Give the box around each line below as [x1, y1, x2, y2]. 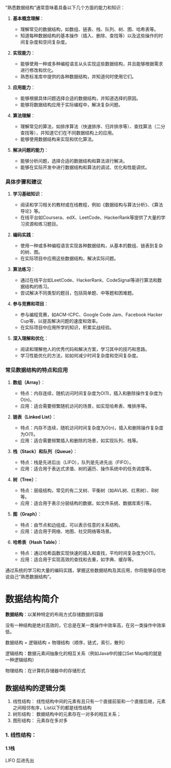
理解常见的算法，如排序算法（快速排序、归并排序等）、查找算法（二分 [20, 123, 165, 129]
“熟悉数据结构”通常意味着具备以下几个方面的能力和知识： [5, 5, 126, 10]
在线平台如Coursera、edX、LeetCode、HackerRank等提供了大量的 [20, 214, 161, 221]
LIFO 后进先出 [5, 757, 35, 763]
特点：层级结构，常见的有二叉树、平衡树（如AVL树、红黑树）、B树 [20, 487, 159, 493]
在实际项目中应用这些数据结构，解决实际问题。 [20, 255, 119, 262]
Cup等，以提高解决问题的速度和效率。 [20, 318, 101, 324]
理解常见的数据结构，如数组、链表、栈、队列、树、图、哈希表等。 [20, 26, 159, 32]
